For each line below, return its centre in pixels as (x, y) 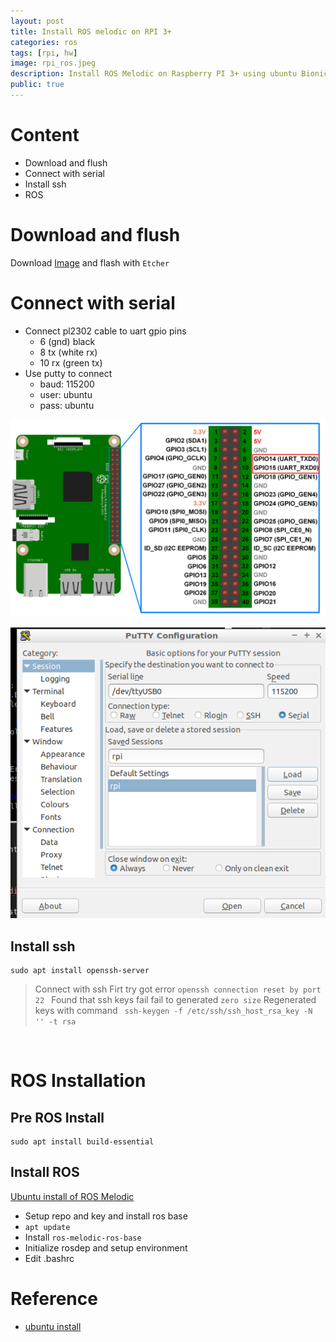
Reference (54, 1298)
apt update (47, 1227)
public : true (37, 85)
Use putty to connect (68, 373)
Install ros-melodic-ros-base (83, 1237)
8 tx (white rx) (68, 352)
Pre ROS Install (57, 1117)
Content (45, 135)
